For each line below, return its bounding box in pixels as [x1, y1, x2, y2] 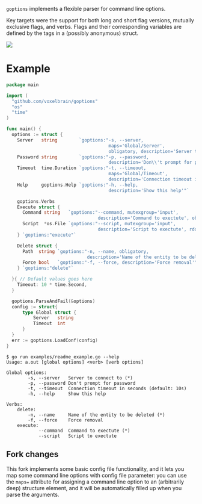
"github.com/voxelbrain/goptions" [11, 98, 98, 104]
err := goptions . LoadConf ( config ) [11, 337, 98, 343]
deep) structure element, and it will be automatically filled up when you [6, 484, 182, 491]
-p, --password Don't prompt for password [28, 380, 136, 386]
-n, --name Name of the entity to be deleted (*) [28, 412, 165, 418]
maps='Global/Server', [108, 143, 165, 149]
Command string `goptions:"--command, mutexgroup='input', [22, 210, 179, 216]
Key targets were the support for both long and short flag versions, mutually [6, 17, 194, 23]
